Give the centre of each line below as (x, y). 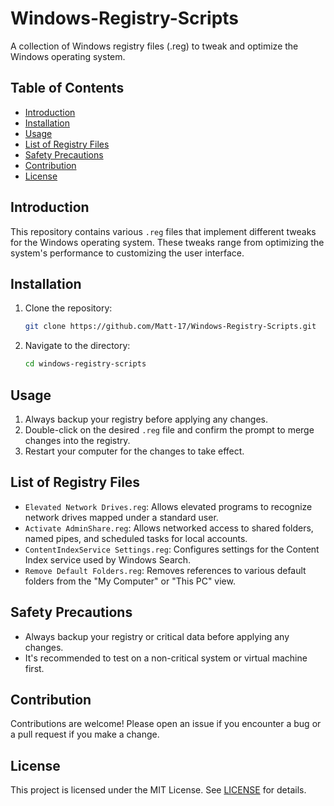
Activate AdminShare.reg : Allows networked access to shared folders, (169, 528)
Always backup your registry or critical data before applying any (157, 636)
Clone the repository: (68, 308)
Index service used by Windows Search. (108, 559)
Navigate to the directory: (77, 346)
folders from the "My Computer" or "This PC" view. (130, 581)
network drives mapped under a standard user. (121, 517)
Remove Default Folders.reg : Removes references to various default (165, 570)
